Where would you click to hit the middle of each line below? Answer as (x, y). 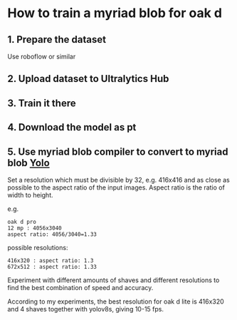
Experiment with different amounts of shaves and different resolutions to (114, 280)
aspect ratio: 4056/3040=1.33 (52, 234)
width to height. (30, 195)
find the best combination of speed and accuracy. (80, 287)
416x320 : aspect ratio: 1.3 (51, 260)
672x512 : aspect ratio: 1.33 (52, 267)
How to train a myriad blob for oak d (115, 13)
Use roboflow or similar (42, 56)
